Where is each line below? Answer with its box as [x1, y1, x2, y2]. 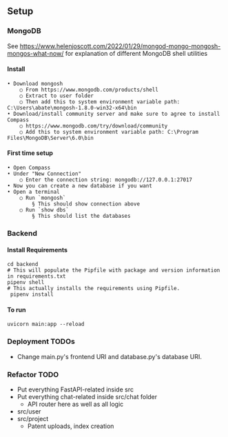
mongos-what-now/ [7, 49, 64, 57]
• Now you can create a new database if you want [7, 183, 153, 190]
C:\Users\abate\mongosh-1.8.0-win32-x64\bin [7, 104, 137, 111]
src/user [17, 407, 41, 416]
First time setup [7, 149, 54, 157]
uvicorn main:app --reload [7, 321, 85, 328]
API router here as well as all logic [27, 400, 124, 409]
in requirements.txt [7, 273, 67, 280]
